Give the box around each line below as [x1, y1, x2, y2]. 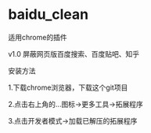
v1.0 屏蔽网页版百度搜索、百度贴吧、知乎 [8, 49, 140, 58]
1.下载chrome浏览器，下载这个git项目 [8, 83, 128, 92]
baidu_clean [8, 6, 88, 24]
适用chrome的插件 [8, 32, 68, 42]
